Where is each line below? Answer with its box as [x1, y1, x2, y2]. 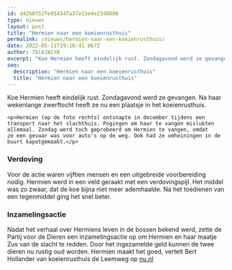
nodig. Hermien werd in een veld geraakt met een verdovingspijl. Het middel [7, 177, 224, 186]
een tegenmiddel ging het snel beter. [7, 192, 112, 201]
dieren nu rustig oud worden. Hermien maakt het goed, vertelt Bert [7, 247, 197, 255]
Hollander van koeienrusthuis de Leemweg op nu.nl [7, 254, 154, 263]
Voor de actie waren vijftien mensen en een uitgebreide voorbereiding [7, 170, 206, 179]
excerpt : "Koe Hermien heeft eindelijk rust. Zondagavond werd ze [7, 55, 202, 62]
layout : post [7, 23, 45, 30]
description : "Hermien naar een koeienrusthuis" [13, 68, 156, 75]
